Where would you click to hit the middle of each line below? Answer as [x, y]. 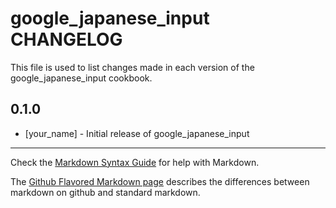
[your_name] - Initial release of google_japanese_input [137, 133]
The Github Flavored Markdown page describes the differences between [160, 181]
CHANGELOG [66, 39]
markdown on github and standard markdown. [105, 192]
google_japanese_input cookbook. [81, 78]
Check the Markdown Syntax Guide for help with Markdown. [135, 162]
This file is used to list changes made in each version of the [132, 67]
